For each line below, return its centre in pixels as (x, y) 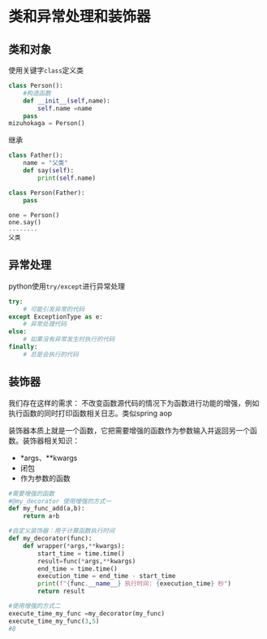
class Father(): (36, 155)
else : (17, 332)
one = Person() (34, 215)
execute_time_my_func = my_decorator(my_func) (86, 613)
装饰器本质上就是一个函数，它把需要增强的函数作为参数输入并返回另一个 (129, 430)
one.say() (25, 223)
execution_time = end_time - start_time (107, 576)
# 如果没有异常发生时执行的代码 (69, 339)
